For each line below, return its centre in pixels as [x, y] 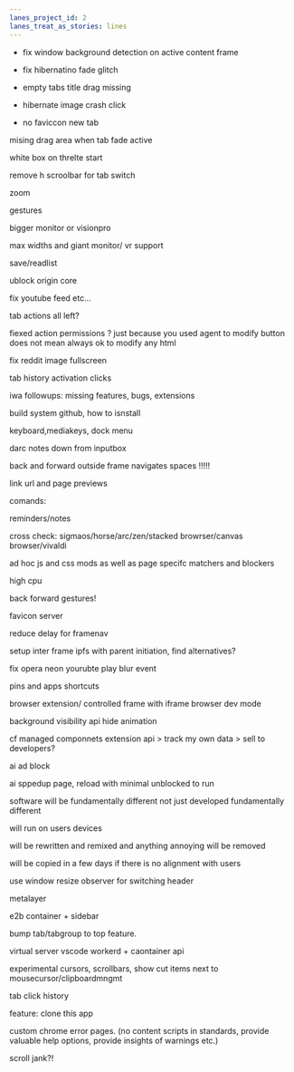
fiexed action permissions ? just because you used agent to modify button [147, 333]
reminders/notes [40, 518]
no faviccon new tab [61, 122]
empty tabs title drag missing [76, 87]
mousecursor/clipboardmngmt [66, 978]
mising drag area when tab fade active [81, 140]
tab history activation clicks [61, 378]
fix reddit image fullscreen [58, 360]
